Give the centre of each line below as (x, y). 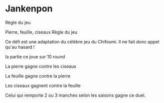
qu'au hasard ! (20, 47)
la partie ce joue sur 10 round (35, 56)
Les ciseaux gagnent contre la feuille (43, 86)
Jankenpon (29, 9)
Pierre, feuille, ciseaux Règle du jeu (41, 32)
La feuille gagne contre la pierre (38, 76)
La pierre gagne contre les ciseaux (41, 66)
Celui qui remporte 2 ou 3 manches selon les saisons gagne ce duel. (76, 95)
